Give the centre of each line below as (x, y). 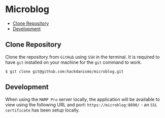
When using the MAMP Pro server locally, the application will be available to (82, 99)
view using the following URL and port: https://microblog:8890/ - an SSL (81, 104)
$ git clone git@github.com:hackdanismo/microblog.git (64, 71)
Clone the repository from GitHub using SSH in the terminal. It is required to (82, 57)
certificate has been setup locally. (43, 110)
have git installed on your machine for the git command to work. (74, 62)
